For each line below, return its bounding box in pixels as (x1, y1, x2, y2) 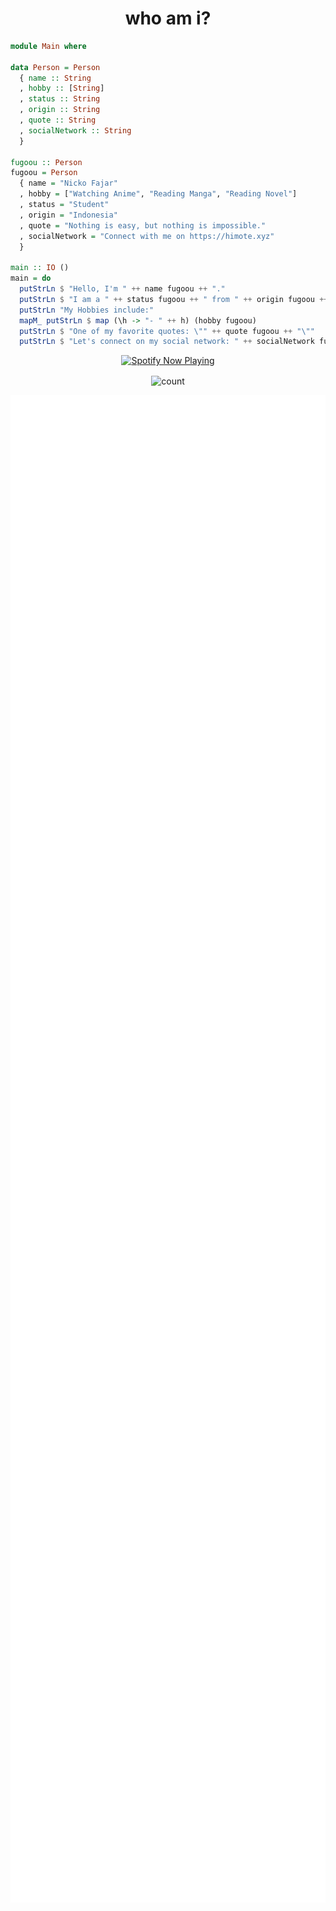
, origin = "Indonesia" (19, 210, 118, 220)
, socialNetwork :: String (19, 125, 132, 136)
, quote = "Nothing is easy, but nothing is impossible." (19, 220, 267, 231)
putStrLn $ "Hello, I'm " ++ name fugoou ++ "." (19, 284, 226, 294)
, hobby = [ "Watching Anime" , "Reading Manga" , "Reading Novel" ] (19, 189, 298, 199)
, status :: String (19, 94, 101, 104)
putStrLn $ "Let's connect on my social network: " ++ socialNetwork (19, 337, 315, 347)
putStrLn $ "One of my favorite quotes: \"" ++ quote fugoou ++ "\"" (19, 326, 315, 336)
